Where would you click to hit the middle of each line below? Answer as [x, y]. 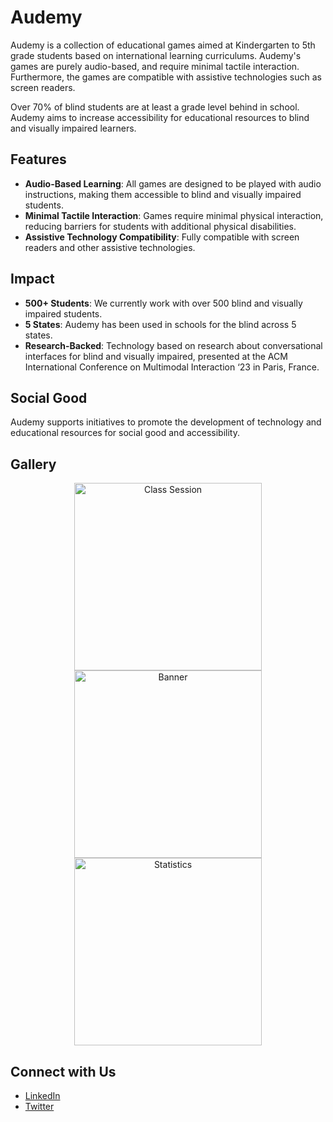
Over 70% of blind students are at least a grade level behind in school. [155, 107]
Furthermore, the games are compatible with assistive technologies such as [166, 77]
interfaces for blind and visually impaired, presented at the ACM [156, 356]
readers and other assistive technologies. [110, 247]
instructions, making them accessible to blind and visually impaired [163, 194]
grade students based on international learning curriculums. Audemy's [156, 55]
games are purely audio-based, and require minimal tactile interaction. [155, 66]
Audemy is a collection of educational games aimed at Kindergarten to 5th [163, 45]
